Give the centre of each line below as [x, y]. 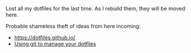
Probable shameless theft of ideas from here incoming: [73, 26]
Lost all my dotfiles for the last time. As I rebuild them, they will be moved [95, 9]
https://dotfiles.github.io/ [45, 37]
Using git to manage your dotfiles [55, 44]
